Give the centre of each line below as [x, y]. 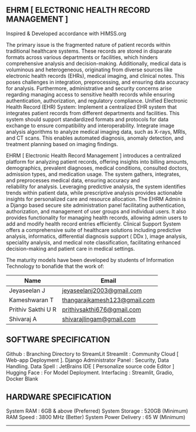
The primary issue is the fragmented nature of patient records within [88, 44]
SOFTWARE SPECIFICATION [58, 340]
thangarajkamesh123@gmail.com [108, 300]
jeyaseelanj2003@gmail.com [102, 291]
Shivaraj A [23, 319]
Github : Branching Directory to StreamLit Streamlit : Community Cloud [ [92, 354]
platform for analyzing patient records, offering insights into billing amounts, [97, 161]
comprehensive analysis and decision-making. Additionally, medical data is [96, 63]
